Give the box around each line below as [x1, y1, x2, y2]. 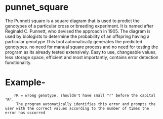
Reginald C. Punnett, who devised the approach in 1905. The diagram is [5, 28, 151, 34]
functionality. [5, 59, 32, 65]
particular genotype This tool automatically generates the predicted [5, 38, 143, 44]
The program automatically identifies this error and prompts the [16, 101, 156, 107]
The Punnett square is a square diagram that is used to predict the [5, 18, 140, 24]
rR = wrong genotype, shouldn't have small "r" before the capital [14, 93, 156, 98]
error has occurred [5, 110, 45, 115]
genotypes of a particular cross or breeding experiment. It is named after [5, 23, 154, 29]
